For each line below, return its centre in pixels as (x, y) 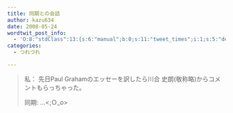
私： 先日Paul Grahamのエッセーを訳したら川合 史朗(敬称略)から (116, 79)
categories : (24, 46)
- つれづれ (27, 53)
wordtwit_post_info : (37, 33)
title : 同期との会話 (34, 14)
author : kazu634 (31, 20)
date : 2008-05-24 (32, 26)
